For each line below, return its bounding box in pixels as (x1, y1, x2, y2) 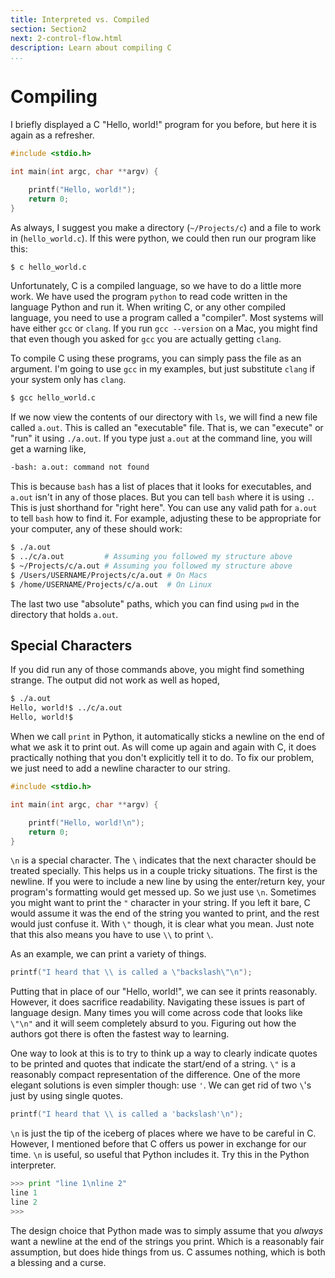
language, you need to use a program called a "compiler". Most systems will (10, 312, 324, 324)
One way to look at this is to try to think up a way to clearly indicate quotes (10, 1047, 318, 1060)
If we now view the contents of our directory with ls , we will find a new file (10, 411, 318, 423)
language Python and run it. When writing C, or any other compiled (10, 301, 287, 313)
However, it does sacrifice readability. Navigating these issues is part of (10, 996, 306, 1008)
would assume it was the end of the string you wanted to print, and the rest (10, 907, 320, 920)
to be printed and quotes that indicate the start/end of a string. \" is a (10, 1058, 297, 1070)
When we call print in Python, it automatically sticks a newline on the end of (10, 731, 325, 742)
